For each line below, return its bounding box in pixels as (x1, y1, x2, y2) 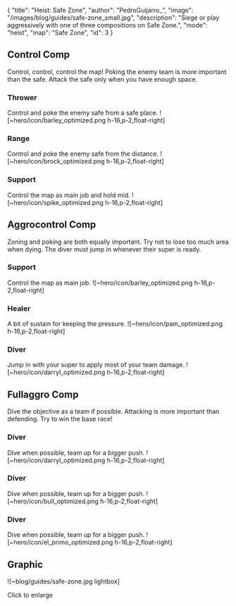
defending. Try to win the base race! (7, 415, 113, 423)
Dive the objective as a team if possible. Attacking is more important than (7, 407, 220, 416)
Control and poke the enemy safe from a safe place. (7, 109, 159, 117)
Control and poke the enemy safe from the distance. (7, 149, 159, 158)
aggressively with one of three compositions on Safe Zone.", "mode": (7, 21, 208, 29)
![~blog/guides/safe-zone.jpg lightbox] (7, 577, 120, 586)
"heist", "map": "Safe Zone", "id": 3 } (7, 28, 113, 37)
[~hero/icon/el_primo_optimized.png (7, 538, 113, 547)
